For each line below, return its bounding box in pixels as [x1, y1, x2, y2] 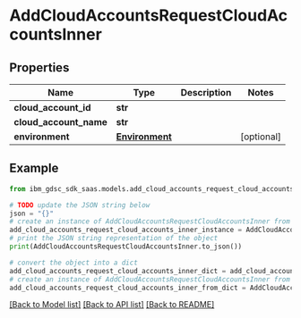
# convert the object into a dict [9, 258, 139, 267]
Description [180, 87, 232, 98]
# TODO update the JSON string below [9, 200, 150, 210]
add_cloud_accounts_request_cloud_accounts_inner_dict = [9, 266, 227, 275]
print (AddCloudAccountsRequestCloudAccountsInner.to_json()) [9, 242, 243, 251]
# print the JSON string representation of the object [9, 234, 219, 243]
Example [9, 161, 59, 176]
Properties [9, 60, 70, 75]
